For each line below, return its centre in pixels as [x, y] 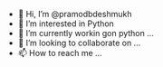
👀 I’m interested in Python [66, 24]
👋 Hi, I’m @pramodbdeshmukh [75, 14]
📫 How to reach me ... [60, 53]
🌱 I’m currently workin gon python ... [86, 33]
